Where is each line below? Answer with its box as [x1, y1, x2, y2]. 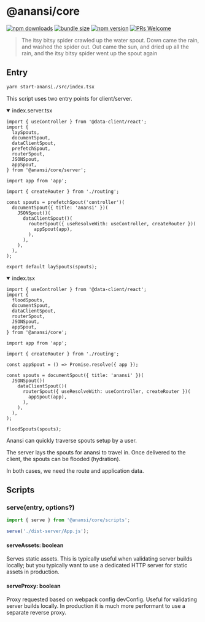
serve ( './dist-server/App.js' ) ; [6, 528, 89, 535]
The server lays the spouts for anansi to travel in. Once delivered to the [6, 448, 186, 456]
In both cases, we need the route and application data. [6, 467, 144, 474]
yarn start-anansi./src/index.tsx [6, 84, 95, 90]
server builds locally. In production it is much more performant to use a [6, 602, 186, 610]
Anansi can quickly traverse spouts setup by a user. [6, 437, 137, 444]
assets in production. [6, 568, 60, 575]
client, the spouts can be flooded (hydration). [6, 455, 121, 462]
